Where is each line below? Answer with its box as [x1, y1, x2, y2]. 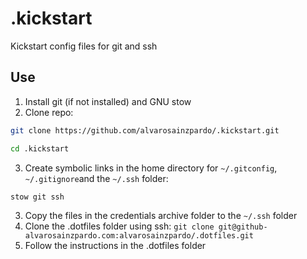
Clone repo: [24, 106, 74, 118]
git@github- [218, 222, 268, 232]
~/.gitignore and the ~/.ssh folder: [24, 172, 169, 184]
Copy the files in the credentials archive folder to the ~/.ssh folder [24, 210, 298, 222]
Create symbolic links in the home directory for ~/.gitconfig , [24, 162, 278, 174]
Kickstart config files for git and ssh [10, 40, 158, 52]
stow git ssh [10, 192, 65, 202]
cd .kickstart [10, 143, 70, 154]
